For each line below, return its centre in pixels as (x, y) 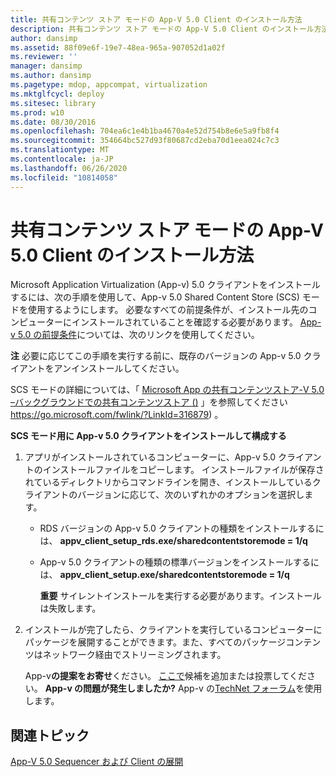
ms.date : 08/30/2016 (53, 122)
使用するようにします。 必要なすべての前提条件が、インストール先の (168, 310)
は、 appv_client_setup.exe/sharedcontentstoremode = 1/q (164, 575)
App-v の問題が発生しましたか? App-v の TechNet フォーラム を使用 (183, 688)
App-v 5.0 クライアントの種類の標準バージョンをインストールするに (179, 562)
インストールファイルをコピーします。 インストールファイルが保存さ (183, 470)
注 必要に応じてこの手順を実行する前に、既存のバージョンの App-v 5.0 (156, 356)
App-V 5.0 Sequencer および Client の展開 (97, 762)
